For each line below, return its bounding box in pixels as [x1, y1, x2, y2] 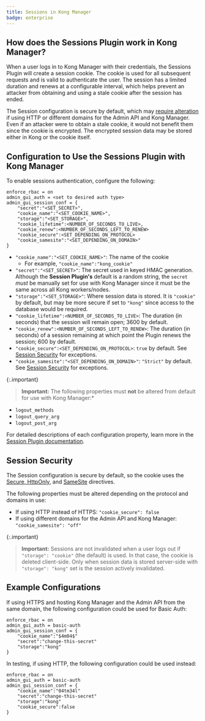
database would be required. [15, 306, 88, 313]
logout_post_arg [15, 420, 57, 426]
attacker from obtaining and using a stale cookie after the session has [6, 89, 182, 97]
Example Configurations [6, 583, 101, 593]
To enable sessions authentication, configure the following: [6, 177, 155, 184]
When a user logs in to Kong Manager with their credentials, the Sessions [6, 63, 192, 70]
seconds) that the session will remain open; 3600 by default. [15, 319, 168, 326]
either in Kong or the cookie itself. [6, 134, 92, 141]
